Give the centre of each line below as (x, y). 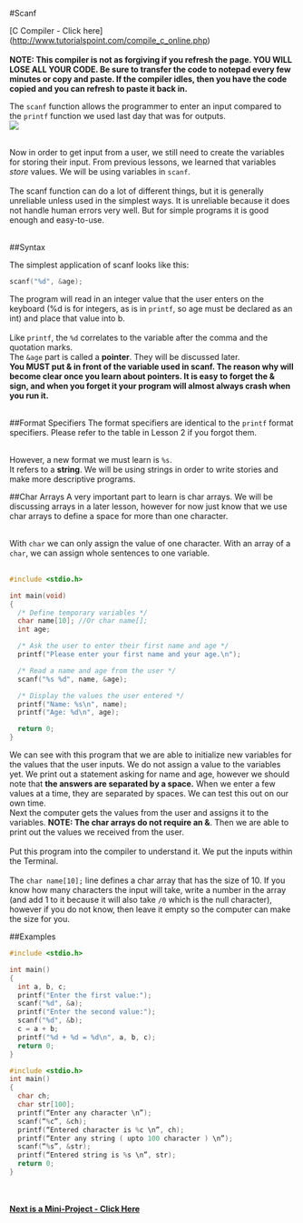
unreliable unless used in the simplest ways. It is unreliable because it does (150, 200)
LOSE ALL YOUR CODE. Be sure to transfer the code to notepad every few (150, 69)
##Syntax (28, 247)
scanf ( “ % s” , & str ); (54, 1147)
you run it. (29, 396)
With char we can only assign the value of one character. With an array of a (150, 543)
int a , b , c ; (42, 987)
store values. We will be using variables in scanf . (100, 171)
